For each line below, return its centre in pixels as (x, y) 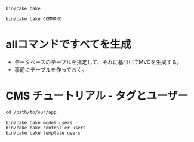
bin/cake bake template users (43, 133)
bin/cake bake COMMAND (34, 19)
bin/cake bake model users (39, 122)
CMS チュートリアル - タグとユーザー (97, 96)
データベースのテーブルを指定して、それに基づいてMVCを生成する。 (98, 62)
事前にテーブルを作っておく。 (50, 69)
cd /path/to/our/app (31, 112)
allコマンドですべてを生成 (68, 44)
